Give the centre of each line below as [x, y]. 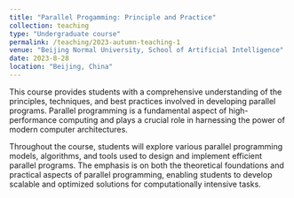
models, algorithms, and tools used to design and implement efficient [136, 156]
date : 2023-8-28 [39, 58]
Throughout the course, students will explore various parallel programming [146, 146]
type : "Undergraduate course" [65, 34]
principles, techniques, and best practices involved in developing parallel [143, 101]
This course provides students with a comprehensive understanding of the [146, 91]
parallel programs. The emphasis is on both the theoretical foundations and [147, 165]
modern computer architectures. [69, 129]
